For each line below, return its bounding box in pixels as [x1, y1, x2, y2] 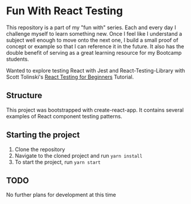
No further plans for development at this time [6, 192, 116, 199]
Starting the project [6, 130, 80, 140]
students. [6, 55, 30, 62]
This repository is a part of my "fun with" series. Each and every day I [6, 24, 176, 31]
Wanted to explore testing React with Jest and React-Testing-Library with [6, 67, 186, 74]
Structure [6, 90, 43, 101]
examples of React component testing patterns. [6, 112, 123, 120]
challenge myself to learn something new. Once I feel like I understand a [6, 30, 183, 37]
